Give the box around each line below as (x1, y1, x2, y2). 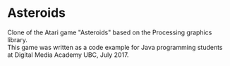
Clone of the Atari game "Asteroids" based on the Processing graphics (7, 28, 212, 37)
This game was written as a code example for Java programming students (7, 43, 224, 51)
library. (7, 35, 28, 44)
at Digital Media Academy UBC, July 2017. (7, 51, 129, 59)
